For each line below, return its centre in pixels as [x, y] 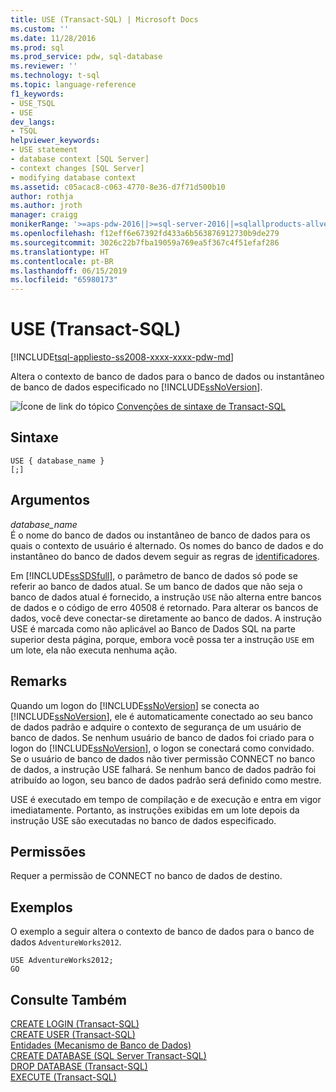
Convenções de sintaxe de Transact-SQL [201, 407]
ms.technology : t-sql [55, 76]
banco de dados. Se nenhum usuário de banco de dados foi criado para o [162, 737]
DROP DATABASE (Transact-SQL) [79, 1066]
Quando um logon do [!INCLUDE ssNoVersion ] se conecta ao [135, 705]
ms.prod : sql [37, 47]
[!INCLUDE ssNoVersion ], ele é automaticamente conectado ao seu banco [161, 716]
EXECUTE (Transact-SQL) [63, 1077]
